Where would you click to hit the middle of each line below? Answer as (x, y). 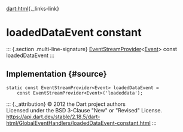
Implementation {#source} (57, 74)
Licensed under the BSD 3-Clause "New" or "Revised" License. (84, 110)
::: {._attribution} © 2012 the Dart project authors (66, 104)
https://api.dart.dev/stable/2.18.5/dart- (53, 117)
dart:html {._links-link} (33, 9)
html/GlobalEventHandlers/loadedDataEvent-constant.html (78, 123)
